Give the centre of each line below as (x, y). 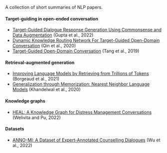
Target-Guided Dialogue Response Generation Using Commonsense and (87, 30)
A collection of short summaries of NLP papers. (54, 7)
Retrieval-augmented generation (40, 62)
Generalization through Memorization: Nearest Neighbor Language (81, 84)
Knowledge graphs (25, 101)
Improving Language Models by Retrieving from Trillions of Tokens (81, 73)
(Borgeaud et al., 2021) (36, 79)
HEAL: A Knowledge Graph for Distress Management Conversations (82, 112)
